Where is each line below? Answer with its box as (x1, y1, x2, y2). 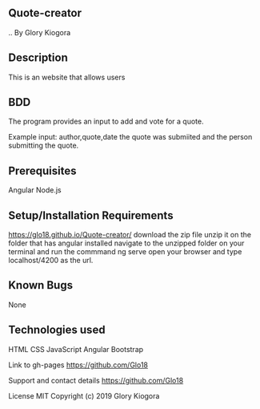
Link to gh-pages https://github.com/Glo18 (8, 360, 148, 370)
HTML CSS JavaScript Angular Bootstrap (8, 344, 144, 354)
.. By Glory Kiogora (8, 27, 71, 37)
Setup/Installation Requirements (8, 209, 174, 222)
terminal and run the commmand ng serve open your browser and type (8, 247, 242, 257)
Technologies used (8, 323, 106, 337)
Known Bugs (8, 278, 74, 292)
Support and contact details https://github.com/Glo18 (8, 375, 184, 385)
